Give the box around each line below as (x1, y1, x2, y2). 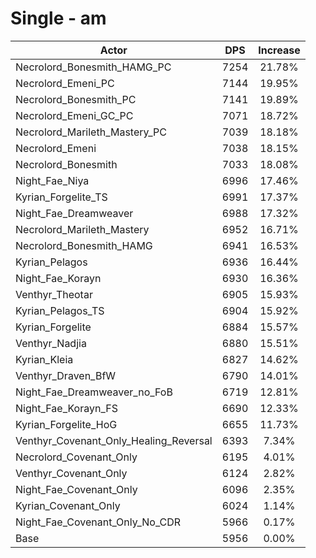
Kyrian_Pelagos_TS (15, 303, 105, 317)
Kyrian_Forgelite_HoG (15, 417, 118, 431)
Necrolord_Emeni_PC (15, 76, 115, 90)
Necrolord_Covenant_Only (15, 450, 138, 464)
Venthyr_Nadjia (15, 336, 87, 350)
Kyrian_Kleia (15, 352, 74, 366)
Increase (258, 43, 301, 57)
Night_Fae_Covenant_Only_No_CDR (15, 515, 182, 529)
